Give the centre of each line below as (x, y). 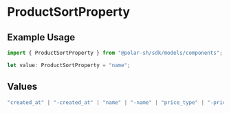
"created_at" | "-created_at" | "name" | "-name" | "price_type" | (106, 102)
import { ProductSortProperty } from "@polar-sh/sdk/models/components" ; (115, 53)
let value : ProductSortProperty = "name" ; (69, 65)
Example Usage (41, 37)
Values (22, 87)
